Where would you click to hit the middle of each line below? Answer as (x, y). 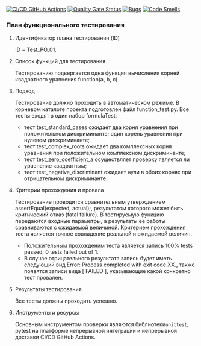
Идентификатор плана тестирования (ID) (67, 38)
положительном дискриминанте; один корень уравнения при (103, 134)
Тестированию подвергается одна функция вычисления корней (97, 73)
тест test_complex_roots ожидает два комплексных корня (98, 146)
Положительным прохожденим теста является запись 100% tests (108, 246)
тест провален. (43, 278)
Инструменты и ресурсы (47, 313)
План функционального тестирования (65, 25)
